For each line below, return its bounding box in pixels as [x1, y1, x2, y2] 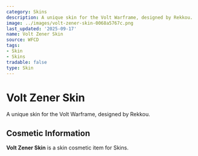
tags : [6, 43, 20, 49]
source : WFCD [6, 37, 39, 43]
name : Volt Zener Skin [6, 31, 63, 37]
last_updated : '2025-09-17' [6, 25, 77, 32]
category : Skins [6, 8, 47, 15]
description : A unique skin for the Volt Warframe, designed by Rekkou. [6, 14, 193, 20]
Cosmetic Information [6, 128, 91, 139]
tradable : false [6, 59, 47, 65]
